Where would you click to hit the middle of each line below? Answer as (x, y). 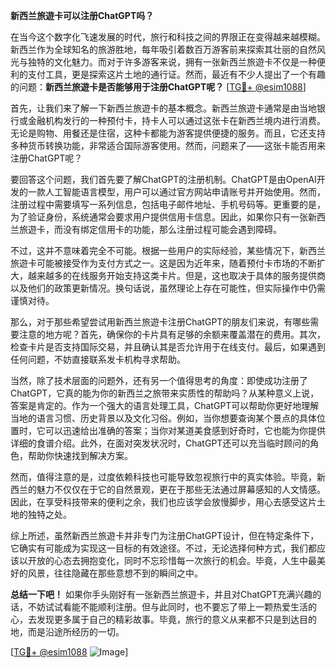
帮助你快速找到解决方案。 (80, 455)
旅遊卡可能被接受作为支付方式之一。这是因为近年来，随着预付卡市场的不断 (163, 263)
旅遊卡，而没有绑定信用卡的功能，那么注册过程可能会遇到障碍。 (150, 229)
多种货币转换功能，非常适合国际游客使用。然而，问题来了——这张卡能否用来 (168, 145)
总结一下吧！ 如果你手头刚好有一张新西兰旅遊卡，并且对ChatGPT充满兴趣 (161, 594)
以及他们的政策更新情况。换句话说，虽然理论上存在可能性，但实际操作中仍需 (168, 288)
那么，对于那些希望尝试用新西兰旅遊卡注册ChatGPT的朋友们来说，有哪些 (160, 322)
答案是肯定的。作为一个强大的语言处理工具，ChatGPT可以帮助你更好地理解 (165, 405)
